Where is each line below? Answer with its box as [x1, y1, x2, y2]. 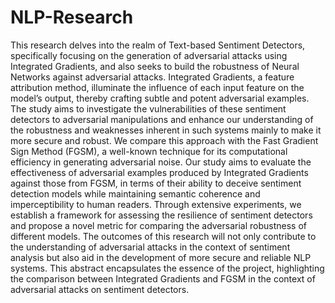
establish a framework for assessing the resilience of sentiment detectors [10, 209, 313, 221]
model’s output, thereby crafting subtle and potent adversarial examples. [10, 92, 310, 104]
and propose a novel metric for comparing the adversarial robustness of [10, 219, 308, 231]
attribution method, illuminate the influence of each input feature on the [10, 81, 305, 93]
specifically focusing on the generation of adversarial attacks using [10, 49, 288, 61]
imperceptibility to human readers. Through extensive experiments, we [10, 198, 302, 210]
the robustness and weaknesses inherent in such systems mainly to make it [10, 124, 322, 136]
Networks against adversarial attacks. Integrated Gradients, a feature [10, 71, 295, 83]
